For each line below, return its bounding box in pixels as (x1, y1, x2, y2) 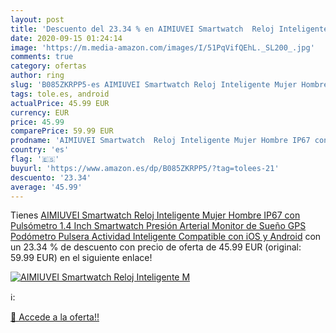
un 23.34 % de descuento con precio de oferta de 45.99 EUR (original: (10, 241, 302, 253)
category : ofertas (10, 61, 87, 71)
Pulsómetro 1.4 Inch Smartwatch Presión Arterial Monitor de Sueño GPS (10, 220, 307, 232)
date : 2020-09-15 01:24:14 (10, 33, 123, 43)
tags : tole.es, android (10, 89, 110, 99)
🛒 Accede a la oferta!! (10, 311, 100, 323)
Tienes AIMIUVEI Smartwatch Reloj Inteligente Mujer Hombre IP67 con (10, 209, 301, 221)
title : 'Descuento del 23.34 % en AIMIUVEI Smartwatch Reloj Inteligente (10, 24, 329, 34)
